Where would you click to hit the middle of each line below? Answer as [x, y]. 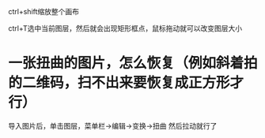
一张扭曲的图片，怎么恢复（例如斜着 [126, 63]
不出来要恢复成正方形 [161, 83]
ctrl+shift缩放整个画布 [44, 11]
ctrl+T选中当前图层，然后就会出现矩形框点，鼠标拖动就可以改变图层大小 [125, 28]
